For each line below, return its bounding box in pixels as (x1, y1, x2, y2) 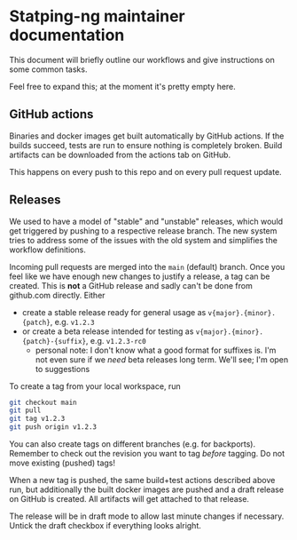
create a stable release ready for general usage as (21, 306, 207, 317)
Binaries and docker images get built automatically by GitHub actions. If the (9, 131, 285, 141)
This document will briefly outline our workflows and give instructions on (9, 54, 275, 65)
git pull (9, 406, 42, 415)
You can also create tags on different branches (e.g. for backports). (9, 439, 256, 449)
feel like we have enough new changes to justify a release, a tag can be (9, 271, 270, 282)
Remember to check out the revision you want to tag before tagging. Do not (9, 449, 285, 459)
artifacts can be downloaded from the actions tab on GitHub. (9, 149, 231, 160)
